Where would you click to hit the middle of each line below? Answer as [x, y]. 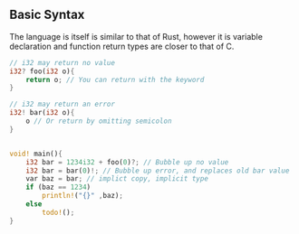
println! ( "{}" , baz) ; [83, 196]
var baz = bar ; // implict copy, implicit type [117, 179]
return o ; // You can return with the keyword [115, 80]
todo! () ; [58, 212]
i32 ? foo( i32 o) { [42, 71]
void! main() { [36, 154]
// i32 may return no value [63, 62]
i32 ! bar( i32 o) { [42, 113]
